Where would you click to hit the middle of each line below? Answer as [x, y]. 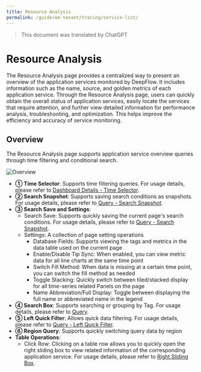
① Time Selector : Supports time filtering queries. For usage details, [100, 184]
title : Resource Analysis [39, 12]
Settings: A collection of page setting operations [84, 235]
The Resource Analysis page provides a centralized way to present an [93, 75]
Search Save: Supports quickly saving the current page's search [104, 216]
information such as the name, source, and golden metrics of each [89, 89]
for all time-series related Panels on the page [89, 286]
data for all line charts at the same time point [88, 260]
